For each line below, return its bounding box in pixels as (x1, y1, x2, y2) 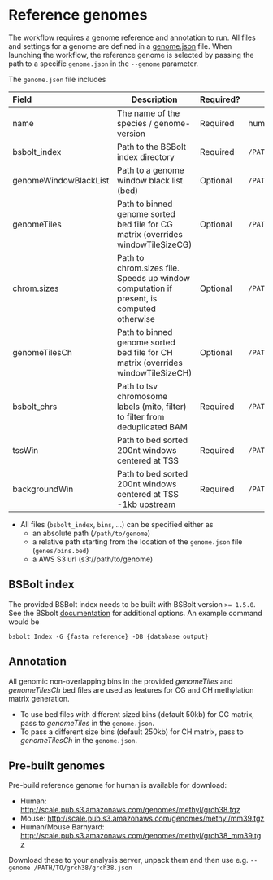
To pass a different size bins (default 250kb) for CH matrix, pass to (19, 727, 244, 737)
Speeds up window (116, 272, 191, 284)
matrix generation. (8, 693, 71, 703)
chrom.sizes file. (116, 262, 180, 274)
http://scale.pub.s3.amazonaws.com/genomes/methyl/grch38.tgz (19, 805, 241, 815)
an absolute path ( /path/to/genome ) (32, 528, 151, 538)
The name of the (116, 108, 180, 119)
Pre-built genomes (8, 759, 106, 772)
